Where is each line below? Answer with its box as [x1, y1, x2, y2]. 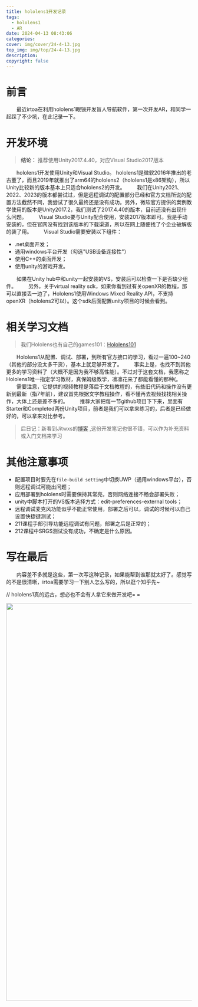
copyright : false [6, 58, 49, 64]
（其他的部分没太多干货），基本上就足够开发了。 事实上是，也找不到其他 [6, 361, 191, 368]
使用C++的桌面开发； [14, 255, 67, 263]
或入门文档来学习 [20, 432, 62, 439]
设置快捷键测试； [14, 513, 57, 520]
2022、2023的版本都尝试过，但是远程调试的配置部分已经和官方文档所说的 [6, 191, 187, 198]
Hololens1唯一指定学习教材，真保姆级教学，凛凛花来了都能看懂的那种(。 [6, 376, 181, 383]
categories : [6, 36, 35, 42]
